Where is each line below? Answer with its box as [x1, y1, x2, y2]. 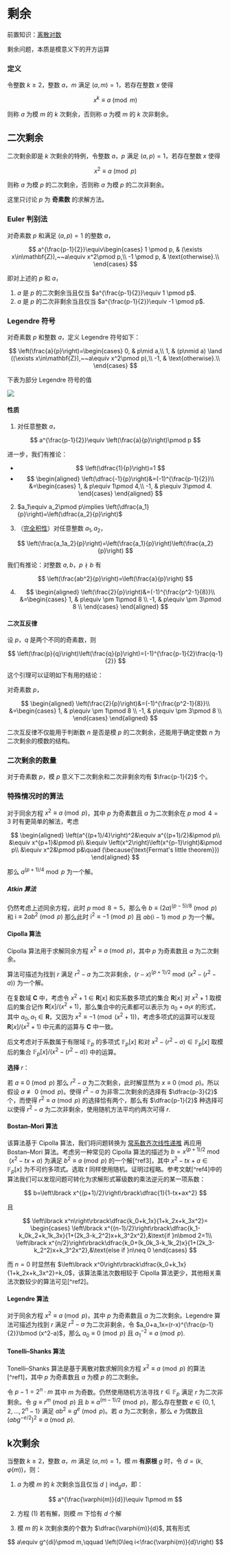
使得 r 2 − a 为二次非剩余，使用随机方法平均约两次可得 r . [12, 1103, 171, 1113]
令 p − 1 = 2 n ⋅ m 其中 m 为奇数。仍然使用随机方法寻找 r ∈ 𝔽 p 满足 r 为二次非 [7, 1386, 223, 1398]
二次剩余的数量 [7, 755, 57, 765]
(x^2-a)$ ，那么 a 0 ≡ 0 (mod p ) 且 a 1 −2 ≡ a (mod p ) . [38, 1328, 185, 1339]
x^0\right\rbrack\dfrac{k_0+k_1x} [93, 1260, 187, 1268]
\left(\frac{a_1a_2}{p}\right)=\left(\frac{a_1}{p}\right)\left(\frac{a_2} [26, 539, 214, 548]
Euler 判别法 [7, 214, 48, 224]
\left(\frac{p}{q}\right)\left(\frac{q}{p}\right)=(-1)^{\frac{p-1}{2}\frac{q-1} [16, 649, 223, 658]
